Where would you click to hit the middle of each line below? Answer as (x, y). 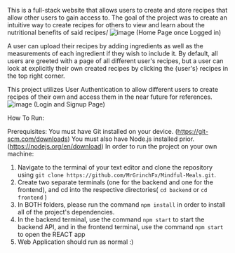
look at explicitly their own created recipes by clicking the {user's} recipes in (118, 68)
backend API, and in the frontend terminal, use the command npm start (120, 227)
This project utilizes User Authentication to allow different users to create (113, 89)
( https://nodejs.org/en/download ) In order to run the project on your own (112, 146)
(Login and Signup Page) (69, 104)
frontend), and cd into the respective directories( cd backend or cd (112, 190)
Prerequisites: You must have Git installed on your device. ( (92, 131)
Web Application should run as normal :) (75, 242)
